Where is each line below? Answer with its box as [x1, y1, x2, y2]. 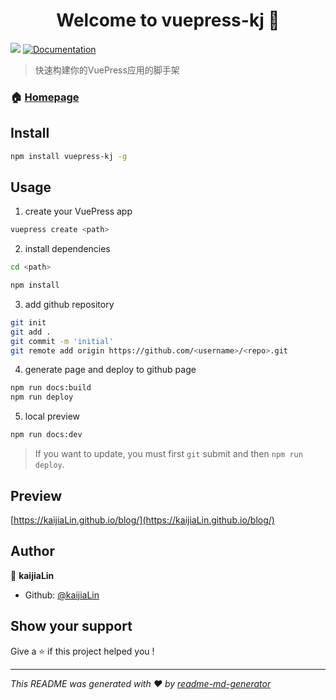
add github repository [24, 298, 115, 310]
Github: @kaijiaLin [24, 589, 100, 601]
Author [10, 543, 55, 560]
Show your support [10, 618, 133, 635]
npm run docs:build [10, 383, 92, 393]
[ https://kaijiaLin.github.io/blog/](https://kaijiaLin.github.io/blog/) [10, 514, 275, 526]
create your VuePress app [24, 205, 133, 218]
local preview [24, 410, 81, 423]
